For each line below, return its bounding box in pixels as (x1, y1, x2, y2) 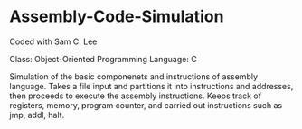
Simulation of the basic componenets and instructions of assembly (9, 70, 259, 82)
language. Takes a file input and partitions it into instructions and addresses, (9, 80, 294, 91)
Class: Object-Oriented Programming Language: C (9, 53, 197, 64)
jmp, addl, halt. (9, 109, 65, 120)
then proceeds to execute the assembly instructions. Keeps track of (9, 90, 262, 101)
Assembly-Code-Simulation (9, 6, 224, 27)
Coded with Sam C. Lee (9, 36, 98, 47)
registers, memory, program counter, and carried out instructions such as (9, 99, 283, 110)
